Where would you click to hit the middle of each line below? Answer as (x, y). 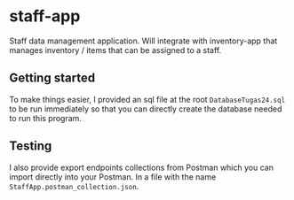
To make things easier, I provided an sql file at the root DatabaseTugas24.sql (147, 99)
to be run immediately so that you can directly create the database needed (146, 109)
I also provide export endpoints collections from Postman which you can (141, 167)
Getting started (52, 78)
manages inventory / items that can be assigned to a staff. (115, 50)
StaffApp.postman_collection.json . (74, 186)
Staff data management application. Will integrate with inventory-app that (143, 41)
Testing (31, 146)
